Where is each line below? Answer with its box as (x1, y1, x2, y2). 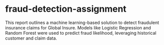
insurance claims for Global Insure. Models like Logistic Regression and (5, 24, 151, 30)
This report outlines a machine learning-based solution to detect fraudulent (5, 20, 160, 25)
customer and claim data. (5, 35, 57, 41)
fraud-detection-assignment (5, 3, 127, 15)
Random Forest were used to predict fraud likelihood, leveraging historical (5, 30, 157, 36)
